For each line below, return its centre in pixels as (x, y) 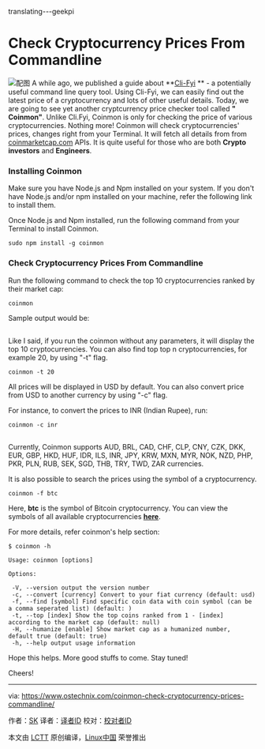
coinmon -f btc (33, 493)
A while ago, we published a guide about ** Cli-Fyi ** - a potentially (141, 83)
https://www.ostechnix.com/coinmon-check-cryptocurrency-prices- (133, 695)
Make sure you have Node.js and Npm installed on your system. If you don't (131, 188)
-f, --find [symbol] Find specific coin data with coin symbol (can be (132, 601)
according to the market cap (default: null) (84, 622)
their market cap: (36, 288)
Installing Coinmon (45, 171)
